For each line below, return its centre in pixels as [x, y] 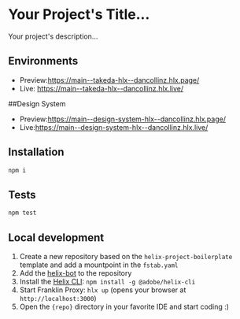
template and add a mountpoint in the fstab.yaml [99, 265]
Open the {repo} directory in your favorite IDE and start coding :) [124, 306]
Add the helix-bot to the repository [76, 273]
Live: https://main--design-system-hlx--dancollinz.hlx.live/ [114, 127]
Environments [43, 61]
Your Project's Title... [79, 15]
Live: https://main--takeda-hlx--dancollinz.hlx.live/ [102, 88]
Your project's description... [53, 36]
